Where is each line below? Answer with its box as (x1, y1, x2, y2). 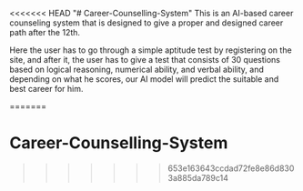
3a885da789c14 (167, 172, 229, 183)
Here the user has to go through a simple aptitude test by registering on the (9, 45, 293, 55)
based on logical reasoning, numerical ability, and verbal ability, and (9, 64, 264, 75)
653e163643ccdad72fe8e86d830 (167, 163, 295, 174)
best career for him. (9, 84, 84, 94)
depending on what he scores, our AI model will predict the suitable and (9, 74, 279, 85)
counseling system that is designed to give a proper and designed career (9, 17, 284, 28)
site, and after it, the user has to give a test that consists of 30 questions (9, 55, 280, 65)
